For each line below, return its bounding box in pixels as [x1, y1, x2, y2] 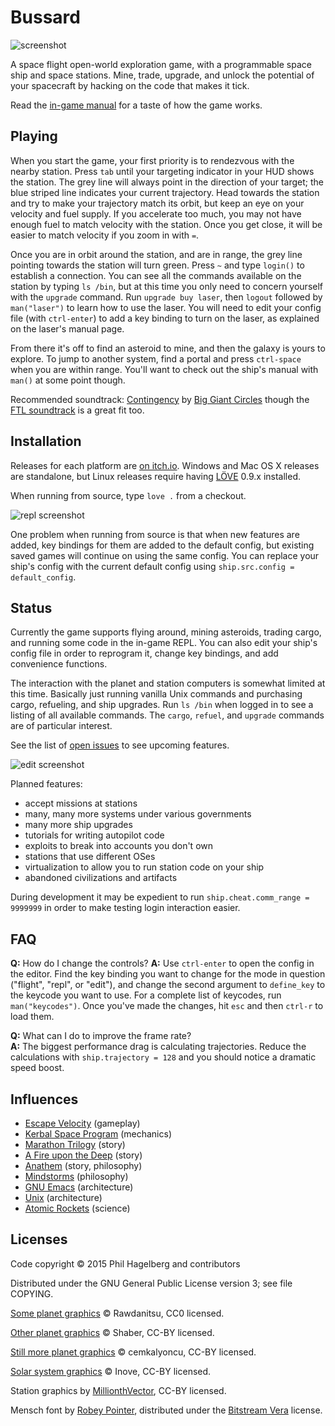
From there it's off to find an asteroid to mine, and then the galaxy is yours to [10, 342, 326, 354]
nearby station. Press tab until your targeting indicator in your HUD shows [10, 165, 315, 177]
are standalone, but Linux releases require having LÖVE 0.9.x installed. [10, 470, 302, 482]
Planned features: [10, 778, 83, 790]
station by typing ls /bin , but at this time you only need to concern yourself [10, 280, 324, 292]
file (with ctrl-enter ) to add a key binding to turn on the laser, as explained [10, 312, 320, 324]
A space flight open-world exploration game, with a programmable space [10, 58, 312, 70]
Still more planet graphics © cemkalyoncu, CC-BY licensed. [10, 1346, 257, 1358]
